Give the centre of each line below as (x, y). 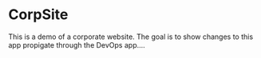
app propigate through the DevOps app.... (77, 44)
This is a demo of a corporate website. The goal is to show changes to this (131, 37)
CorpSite (38, 15)
